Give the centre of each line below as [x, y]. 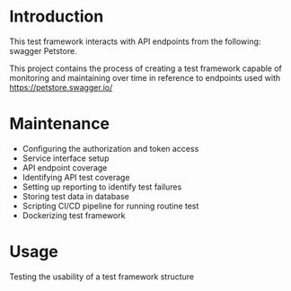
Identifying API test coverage [76, 177]
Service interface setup [66, 158]
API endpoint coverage [65, 167]
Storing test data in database [76, 196]
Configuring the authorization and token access [110, 148]
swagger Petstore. [44, 50]
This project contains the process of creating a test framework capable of [146, 68]
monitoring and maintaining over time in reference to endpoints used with [145, 77]
